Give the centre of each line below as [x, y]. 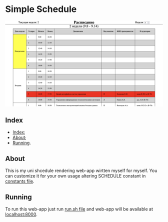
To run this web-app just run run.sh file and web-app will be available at [79, 209]
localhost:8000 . [21, 214]
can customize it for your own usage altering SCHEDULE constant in [75, 176]
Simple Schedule [41, 9]
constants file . [20, 181]
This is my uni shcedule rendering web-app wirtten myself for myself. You [81, 170]
